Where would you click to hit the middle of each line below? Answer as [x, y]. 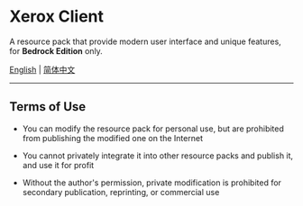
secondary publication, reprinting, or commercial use [121, 192]
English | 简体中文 [42, 69]
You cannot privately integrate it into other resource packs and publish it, [158, 156]
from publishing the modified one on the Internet [112, 138]
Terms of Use [48, 107]
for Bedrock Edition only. [56, 50]
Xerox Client [57, 17]
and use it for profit [58, 165]
